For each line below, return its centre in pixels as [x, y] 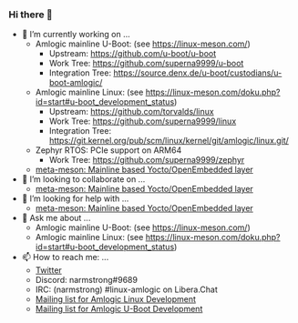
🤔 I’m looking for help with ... [75, 198]
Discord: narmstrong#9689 [87, 280]
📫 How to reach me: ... [65, 257]
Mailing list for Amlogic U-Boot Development [119, 309]
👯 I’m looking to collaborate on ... [83, 179]
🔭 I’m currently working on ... [76, 35]
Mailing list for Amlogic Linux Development [116, 299]
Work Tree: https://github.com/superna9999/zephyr [147, 160]
